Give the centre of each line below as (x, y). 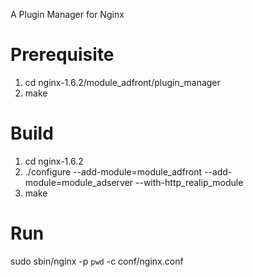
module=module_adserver (79, 182)
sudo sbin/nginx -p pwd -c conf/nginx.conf (97, 261)
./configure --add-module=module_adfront (113, 171)
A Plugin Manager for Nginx (67, 14)
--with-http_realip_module (189, 182)
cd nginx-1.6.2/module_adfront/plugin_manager (122, 82)
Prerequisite (62, 55)
